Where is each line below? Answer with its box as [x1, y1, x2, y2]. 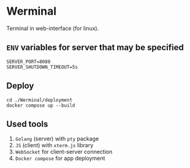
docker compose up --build [6, 102, 75, 109]
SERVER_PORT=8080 [6, 58, 51, 65]
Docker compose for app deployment [15, 155, 105, 162]
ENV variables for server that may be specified [6, 42, 184, 53]
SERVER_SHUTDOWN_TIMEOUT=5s [6, 64, 78, 70]
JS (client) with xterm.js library [15, 142, 94, 149]
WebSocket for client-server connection [15, 148, 113, 156]
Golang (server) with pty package [15, 135, 99, 142]
